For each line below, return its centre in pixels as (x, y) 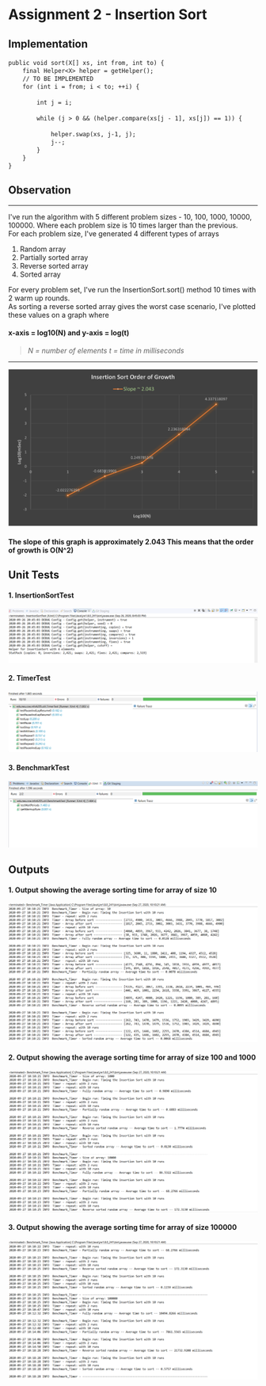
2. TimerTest (30, 678)
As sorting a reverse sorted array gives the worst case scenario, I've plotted (132, 306)
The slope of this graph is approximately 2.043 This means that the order (131, 541)
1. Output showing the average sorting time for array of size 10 (113, 890)
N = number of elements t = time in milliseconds (106, 351)
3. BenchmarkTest (39, 768)
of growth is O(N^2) (41, 550)
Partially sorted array (54, 257)
